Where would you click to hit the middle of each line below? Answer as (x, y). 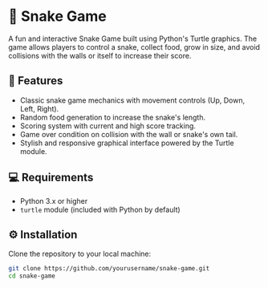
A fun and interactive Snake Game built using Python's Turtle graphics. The (133, 39)
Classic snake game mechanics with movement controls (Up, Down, (132, 100)
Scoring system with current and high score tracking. (108, 126)
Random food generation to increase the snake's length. (113, 117)
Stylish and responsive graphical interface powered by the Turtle (127, 143)
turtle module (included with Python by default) (100, 209)
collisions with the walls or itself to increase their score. (100, 55)
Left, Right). (39, 108)
